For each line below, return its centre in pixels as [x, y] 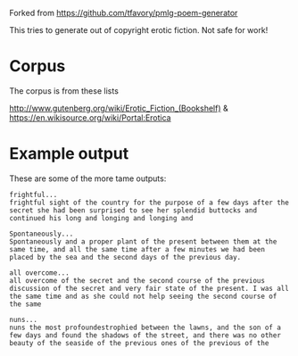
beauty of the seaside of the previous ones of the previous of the [139, 343]
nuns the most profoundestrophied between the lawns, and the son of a [145, 327]
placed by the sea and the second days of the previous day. [125, 257]
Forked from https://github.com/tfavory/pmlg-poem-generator [124, 13]
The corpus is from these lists [64, 91]
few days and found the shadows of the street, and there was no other [145, 335]
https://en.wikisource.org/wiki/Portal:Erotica [90, 117]
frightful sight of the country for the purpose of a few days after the [149, 203]
